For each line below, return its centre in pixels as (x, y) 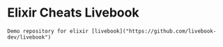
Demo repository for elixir (48, 31)
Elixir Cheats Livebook (73, 13)
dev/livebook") (29, 37)
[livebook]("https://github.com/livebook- (154, 31)
